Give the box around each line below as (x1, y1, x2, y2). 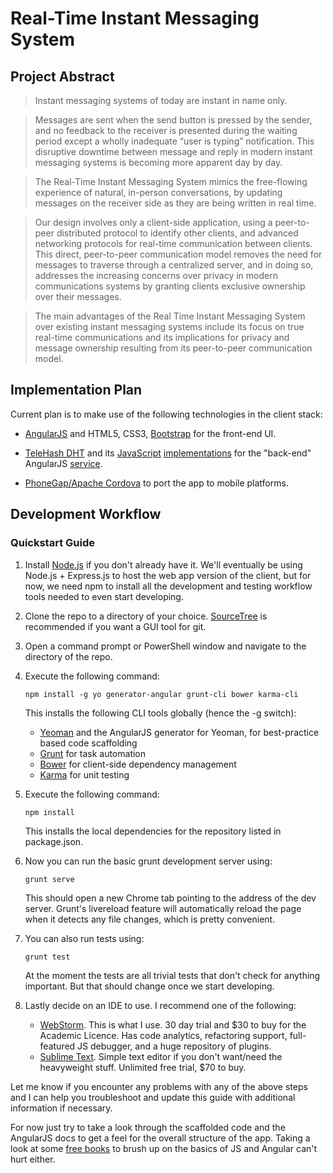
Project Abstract (10, 68, 115, 85)
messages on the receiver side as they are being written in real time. (34, 197, 317, 209)
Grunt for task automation (39, 747, 147, 759)
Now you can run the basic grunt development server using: (24, 855, 273, 867)
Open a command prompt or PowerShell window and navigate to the (24, 640, 307, 652)
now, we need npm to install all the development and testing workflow (24, 580, 313, 592)
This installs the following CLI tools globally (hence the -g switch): (24, 707, 297, 719)
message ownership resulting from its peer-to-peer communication (34, 342, 313, 354)
